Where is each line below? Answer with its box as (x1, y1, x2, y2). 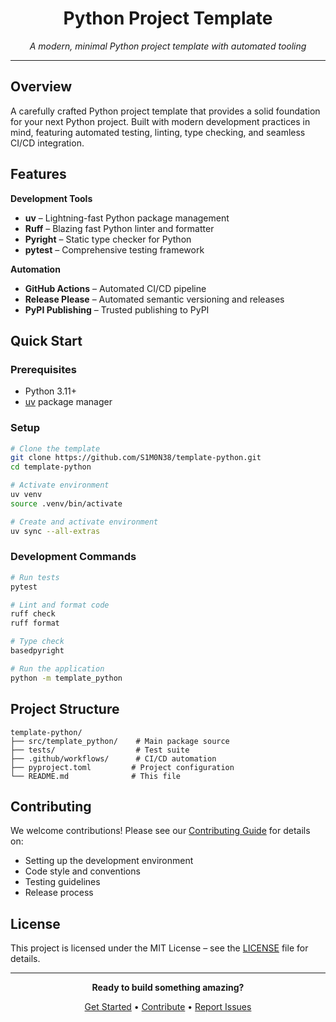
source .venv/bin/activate (10, 498, 123, 509)
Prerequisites (10, 362, 77, 376)
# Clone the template (10, 443, 101, 454)
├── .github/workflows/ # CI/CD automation (10, 753, 217, 764)
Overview (10, 78, 73, 96)
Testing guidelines (24, 876, 101, 888)
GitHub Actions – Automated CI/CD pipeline (24, 282, 207, 294)
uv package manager (24, 396, 113, 408)
